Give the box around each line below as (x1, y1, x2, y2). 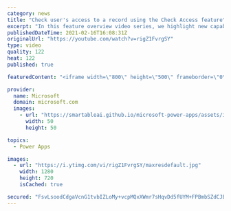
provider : (7, 86, 36, 93)
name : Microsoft (13, 92, 60, 100)
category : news (7, 10, 51, 17)
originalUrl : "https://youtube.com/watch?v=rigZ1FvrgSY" (7, 36, 174, 43)
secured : (7, 193, 32, 200)
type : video (7, 42, 41, 49)
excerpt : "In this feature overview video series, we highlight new (7, 23, 208, 30)
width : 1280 (19, 168, 54, 175)
